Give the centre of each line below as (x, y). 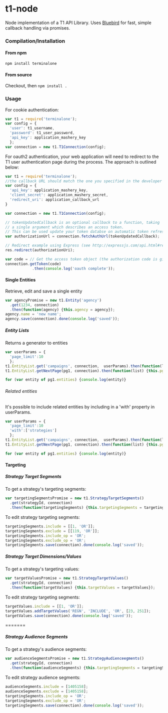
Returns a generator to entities (36, 343)
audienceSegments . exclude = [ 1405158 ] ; (47, 691)
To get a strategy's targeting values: (42, 569)
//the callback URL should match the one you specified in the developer (84, 181)
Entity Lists (17, 330)
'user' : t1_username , (32, 128)
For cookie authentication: (32, 110)
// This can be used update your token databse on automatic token (77, 232)
